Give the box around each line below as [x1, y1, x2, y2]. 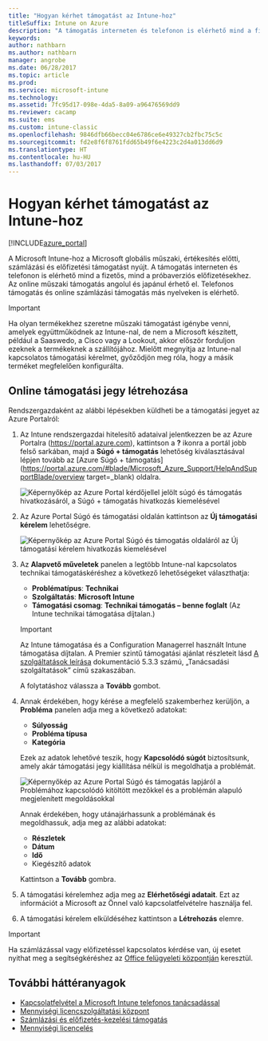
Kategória [31, 737, 66, 747]
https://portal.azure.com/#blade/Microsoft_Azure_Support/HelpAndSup [22, 463, 258, 473]
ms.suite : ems [8, 116, 56, 124]
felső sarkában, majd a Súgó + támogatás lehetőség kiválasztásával [19, 446, 245, 456]
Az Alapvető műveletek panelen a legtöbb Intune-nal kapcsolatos [19, 559, 238, 568]
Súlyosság [31, 720, 68, 730]
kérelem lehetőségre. [19, 520, 91, 529]
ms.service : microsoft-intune [8, 86, 109, 94]
